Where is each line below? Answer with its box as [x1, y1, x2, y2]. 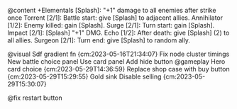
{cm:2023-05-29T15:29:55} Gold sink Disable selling [7, 72, 162, 81]
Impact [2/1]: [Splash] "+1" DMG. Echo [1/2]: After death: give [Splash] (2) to [7, 28, 230, 37]
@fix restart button [7, 93, 62, 102]
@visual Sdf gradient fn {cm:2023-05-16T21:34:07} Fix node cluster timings [7, 50, 230, 58]
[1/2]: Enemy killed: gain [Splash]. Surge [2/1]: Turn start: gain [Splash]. [7, 21, 215, 29]
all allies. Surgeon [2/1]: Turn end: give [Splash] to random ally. [7, 36, 190, 45]
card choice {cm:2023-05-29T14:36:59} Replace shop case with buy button [7, 65, 230, 73]
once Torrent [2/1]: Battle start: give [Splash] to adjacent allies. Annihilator [7, 13, 224, 22]
